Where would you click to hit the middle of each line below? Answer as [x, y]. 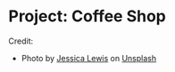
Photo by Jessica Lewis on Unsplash [89, 58]
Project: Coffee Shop [87, 16]
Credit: [21, 41]
